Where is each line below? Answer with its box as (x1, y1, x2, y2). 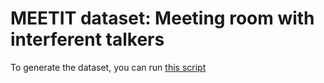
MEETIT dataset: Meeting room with (10, 7, 315, 30)
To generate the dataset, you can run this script (10, 61, 207, 73)
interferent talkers (10, 28, 165, 51)
